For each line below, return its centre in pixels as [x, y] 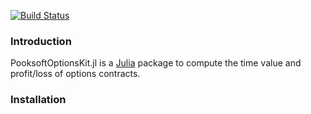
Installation [38, 100]
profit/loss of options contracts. [75, 74]
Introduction [41, 41]
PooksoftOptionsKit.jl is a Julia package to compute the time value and [156, 63]
